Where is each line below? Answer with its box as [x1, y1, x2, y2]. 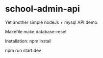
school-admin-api [5, 3, 80, 14]
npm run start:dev [5, 47, 42, 53]
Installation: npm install [5, 38, 51, 44]
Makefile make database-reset [5, 29, 67, 34]
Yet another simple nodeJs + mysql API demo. [5, 19, 99, 25]
